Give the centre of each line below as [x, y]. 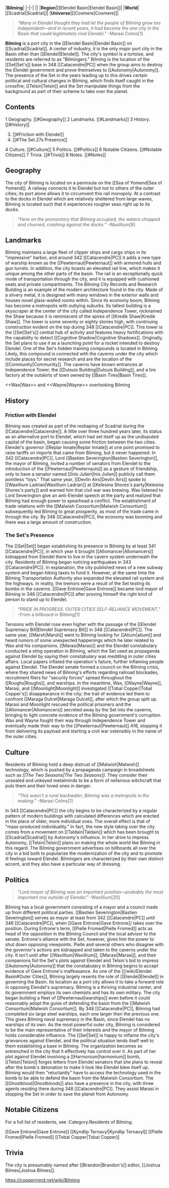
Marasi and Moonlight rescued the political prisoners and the [68, 704]
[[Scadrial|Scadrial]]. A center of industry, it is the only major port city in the [84, 49]
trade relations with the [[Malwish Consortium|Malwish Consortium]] [76, 506]
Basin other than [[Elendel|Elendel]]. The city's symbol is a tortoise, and [79, 54]
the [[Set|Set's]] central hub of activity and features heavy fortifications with [84, 332]
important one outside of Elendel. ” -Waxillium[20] [69, 897]
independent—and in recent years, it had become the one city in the [88, 28]
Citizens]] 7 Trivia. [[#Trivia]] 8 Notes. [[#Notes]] [56, 155]
